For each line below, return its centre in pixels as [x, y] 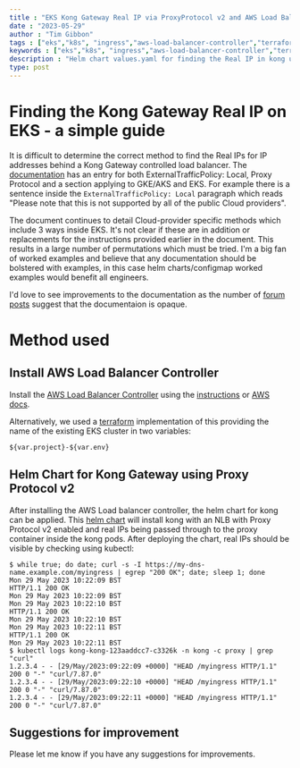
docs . [20, 404]
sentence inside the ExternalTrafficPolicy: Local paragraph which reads [146, 193]
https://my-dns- [175, 564]
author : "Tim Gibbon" [51, 34]
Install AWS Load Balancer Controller [114, 373]
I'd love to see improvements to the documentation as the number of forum [147, 294]
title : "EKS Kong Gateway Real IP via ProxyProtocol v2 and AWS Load [143, 17]
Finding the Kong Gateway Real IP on [148, 112]
